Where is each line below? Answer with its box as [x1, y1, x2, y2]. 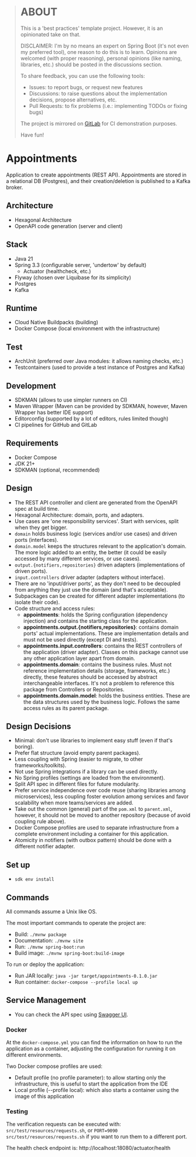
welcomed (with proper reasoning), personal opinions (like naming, [20, 55, 183, 62]
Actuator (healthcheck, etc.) [23, 267, 91, 274]
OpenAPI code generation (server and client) [14, 222, 123, 229]
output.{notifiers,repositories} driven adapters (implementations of [14, 561, 185, 568]
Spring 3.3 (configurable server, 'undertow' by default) [14, 261, 147, 269]
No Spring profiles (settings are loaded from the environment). [14, 774, 166, 782]
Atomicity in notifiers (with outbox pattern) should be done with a [14, 837, 171, 844]
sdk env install [14, 877, 54, 883]
